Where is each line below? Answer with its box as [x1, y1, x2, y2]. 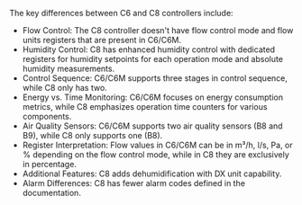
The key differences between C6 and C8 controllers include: [9, 8, 233, 18]
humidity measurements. [22, 63, 115, 74]
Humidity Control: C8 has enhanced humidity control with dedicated [22, 44, 276, 55]
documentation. [22, 188, 81, 198]
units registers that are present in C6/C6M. [22, 35, 182, 45]
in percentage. [22, 159, 77, 169]
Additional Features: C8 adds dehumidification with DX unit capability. [22, 168, 282, 179]
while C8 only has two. [22, 83, 108, 93]
